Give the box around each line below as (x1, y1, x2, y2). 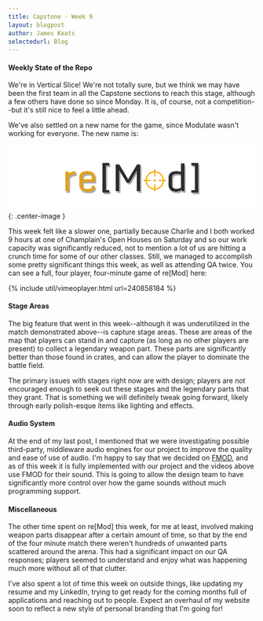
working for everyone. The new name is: (8, 129, 139, 138)
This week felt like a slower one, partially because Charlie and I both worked (8, 226, 255, 236)
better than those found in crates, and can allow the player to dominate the (8, 352, 250, 362)
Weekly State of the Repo (8, 63, 93, 72)
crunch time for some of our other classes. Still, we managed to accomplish (8, 252, 253, 261)
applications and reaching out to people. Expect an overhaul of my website (8, 596, 250, 605)
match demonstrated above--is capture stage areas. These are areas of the (8, 327, 253, 336)
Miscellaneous (8, 504, 57, 514)
